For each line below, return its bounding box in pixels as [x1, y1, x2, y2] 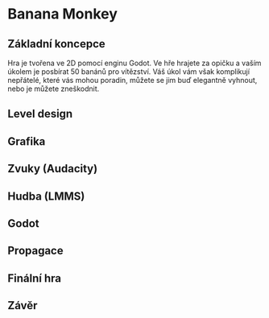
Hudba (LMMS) [7, 189, 85, 203]
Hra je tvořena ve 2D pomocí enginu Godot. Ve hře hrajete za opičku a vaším [7, 58, 262, 68]
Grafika [7, 134, 46, 148]
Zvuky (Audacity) [7, 162, 98, 176]
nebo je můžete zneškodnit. [7, 84, 100, 93]
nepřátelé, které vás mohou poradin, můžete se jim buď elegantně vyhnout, [7, 76, 258, 85]
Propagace [7, 244, 64, 258]
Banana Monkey [7, 5, 118, 23]
